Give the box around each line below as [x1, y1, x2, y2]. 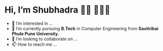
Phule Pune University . [11, 31, 60, 36]
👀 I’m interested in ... [11, 20, 53, 26]
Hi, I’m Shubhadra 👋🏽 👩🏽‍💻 [4, 4, 111, 16]
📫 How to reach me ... [11, 41, 57, 47]
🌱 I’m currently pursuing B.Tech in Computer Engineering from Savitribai [11, 25, 159, 31]
